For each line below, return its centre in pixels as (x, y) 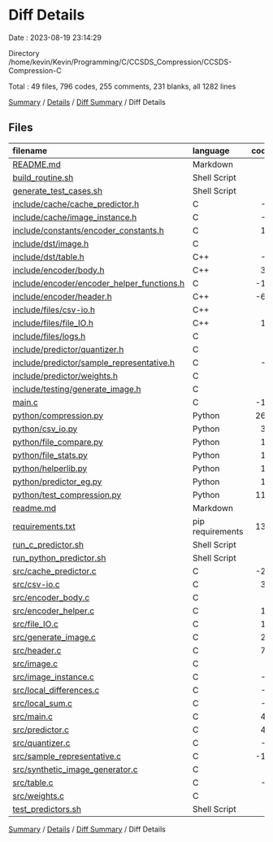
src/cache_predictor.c (54, 571)
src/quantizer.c (41, 743)
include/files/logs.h (49, 336)
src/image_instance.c (54, 677)
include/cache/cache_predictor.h (76, 203)
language (211, 151)
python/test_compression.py (67, 495)
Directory (24, 53)
